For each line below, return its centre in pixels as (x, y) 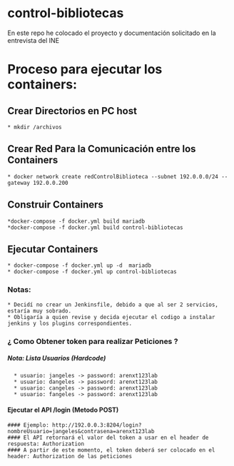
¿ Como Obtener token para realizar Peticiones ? (93, 341)
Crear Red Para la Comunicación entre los (102, 149)
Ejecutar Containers (53, 249)
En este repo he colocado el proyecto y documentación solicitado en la (112, 33)
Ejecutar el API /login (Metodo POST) (63, 410)
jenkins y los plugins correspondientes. (70, 323)
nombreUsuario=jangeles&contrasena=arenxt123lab (81, 431)
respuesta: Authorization (46, 444)
